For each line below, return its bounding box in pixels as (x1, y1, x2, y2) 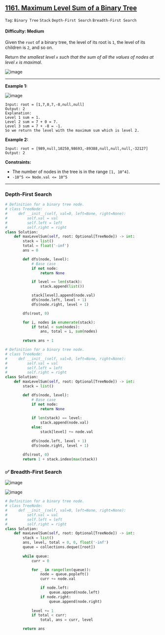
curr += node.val (40, 576, 76, 581)
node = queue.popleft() (40, 572, 89, 577)
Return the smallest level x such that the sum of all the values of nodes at (5, 54, 154, 60)
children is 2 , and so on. (5, 44, 53, 51)
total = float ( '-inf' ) (23, 244, 69, 248)
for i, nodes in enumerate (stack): (23, 320, 96, 325)
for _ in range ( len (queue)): (31, 567, 91, 572)
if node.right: (40, 594, 71, 600)
